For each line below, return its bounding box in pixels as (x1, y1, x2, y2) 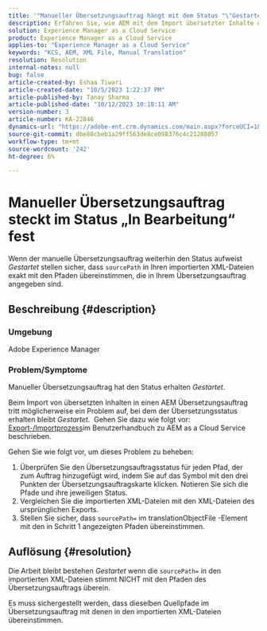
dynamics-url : (8, 123, 56, 131)
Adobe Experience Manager (8, 344, 101, 354)
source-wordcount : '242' (8, 145, 91, 153)
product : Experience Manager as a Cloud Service (8, 33, 172, 42)
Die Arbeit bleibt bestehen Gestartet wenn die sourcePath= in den (8, 566, 222, 575)
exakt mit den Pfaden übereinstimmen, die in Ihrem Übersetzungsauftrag (8, 271, 246, 280)
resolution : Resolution (8, 57, 87, 65)
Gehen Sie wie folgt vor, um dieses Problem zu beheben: (8, 447, 195, 457)
